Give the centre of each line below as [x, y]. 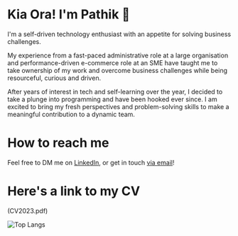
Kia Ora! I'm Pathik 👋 [69, 15]
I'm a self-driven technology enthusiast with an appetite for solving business [119, 34]
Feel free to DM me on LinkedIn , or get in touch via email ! [91, 162]
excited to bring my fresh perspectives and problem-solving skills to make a [118, 106]
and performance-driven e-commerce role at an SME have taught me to [113, 62]
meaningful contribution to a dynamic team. [71, 114]
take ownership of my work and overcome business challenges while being [118, 70]
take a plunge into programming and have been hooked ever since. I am [113, 99]
